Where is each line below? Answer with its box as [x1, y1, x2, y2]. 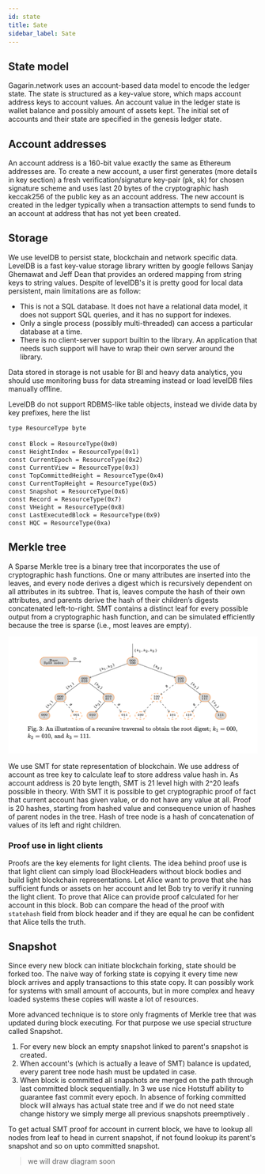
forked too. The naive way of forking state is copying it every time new [8, 969, 239, 979]
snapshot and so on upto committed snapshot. [8, 1142, 161, 1151]
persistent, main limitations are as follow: [8, 286, 142, 296]
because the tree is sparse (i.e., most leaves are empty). [8, 620, 192, 630]
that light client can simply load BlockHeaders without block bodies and [8, 866, 242, 876]
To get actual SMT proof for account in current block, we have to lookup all [8, 1124, 253, 1134]
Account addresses [8, 137, 107, 150]
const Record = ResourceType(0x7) [8, 495, 123, 503]
